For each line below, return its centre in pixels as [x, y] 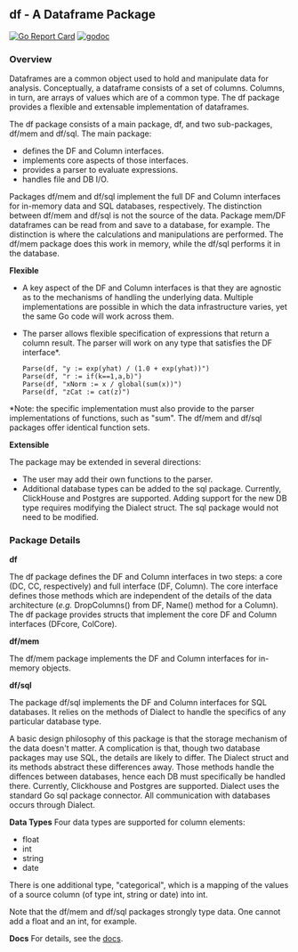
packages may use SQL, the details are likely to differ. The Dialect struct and [149, 758]
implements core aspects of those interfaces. [105, 160]
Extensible [29, 445]
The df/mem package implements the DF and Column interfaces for [133, 659]
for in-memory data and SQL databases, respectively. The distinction [136, 206]
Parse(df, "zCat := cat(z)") [76, 392]
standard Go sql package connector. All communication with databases [140, 795]
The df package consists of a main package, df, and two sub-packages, [141, 125]
